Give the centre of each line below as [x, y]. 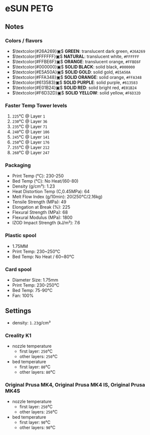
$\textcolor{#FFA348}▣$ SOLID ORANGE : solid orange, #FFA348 [77, 77]
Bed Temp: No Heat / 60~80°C [43, 256]
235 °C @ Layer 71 [30, 127]
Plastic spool [21, 236]
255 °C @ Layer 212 [31, 147]
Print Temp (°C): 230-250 [38, 176]
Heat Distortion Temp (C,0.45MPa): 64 [51, 192]
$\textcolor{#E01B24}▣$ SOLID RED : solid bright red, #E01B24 [74, 87]
